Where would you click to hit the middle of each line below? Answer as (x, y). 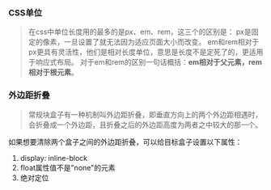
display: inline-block (53, 158)
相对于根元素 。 (53, 72)
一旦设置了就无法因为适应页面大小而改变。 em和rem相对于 (161, 42)
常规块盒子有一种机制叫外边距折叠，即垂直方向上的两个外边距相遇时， (145, 114)
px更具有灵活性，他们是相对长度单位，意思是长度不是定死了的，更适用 (146, 52)
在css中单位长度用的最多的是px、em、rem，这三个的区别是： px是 (140, 32)
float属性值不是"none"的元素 (68, 167)
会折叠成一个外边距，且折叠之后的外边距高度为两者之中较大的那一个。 (145, 125)
